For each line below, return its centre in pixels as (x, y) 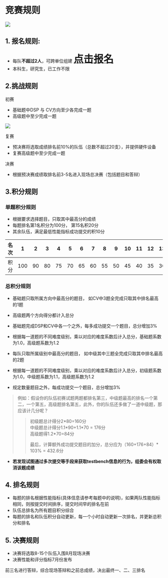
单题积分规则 (21, 207)
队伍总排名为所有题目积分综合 (43, 510)
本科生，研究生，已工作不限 (41, 69)
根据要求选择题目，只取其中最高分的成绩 (54, 219)
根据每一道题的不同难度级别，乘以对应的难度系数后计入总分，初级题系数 (87, 370)
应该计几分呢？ (33, 410)
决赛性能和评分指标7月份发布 (42, 559)
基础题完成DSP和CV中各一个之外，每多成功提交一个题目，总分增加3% (85, 326)
